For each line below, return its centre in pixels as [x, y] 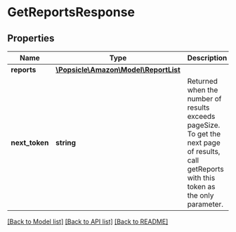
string [66, 143]
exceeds [201, 116]
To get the [204, 134]
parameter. [205, 204]
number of [204, 99]
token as [201, 187]
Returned [202, 81]
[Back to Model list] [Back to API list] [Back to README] [88, 221]
